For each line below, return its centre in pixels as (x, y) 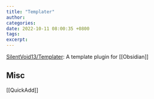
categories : (21, 23)
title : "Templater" (31, 12)
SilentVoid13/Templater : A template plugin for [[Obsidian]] (77, 57)
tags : (13, 34)
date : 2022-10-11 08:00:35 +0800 (48, 28)
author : (16, 17)
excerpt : (17, 40)
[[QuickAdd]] (22, 90)
